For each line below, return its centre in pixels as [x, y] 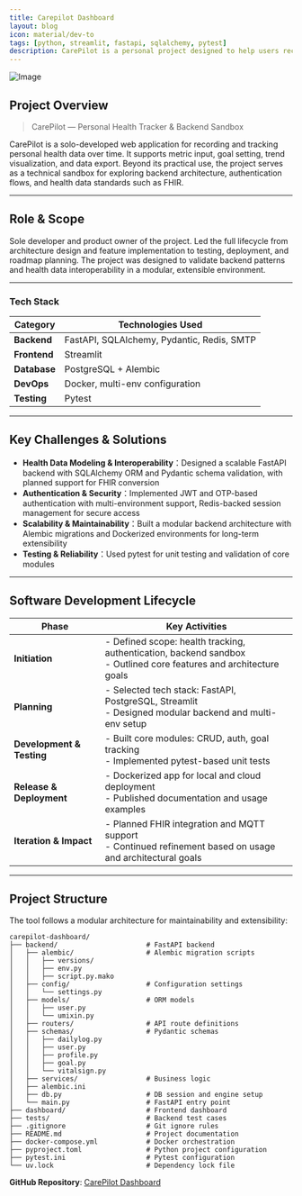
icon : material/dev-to [52, 34]
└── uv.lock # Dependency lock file [122, 1166]
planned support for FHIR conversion [91, 482]
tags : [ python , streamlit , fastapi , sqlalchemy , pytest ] [118, 43]
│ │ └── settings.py [56, 992]
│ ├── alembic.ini [48, 1087]
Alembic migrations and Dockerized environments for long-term [140, 533]
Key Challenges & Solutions [88, 440]
